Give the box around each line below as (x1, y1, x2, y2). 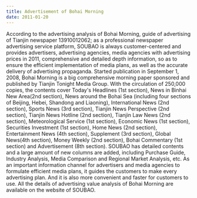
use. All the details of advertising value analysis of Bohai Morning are (6, 180, 173, 187)
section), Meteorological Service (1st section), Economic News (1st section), (6, 118, 190, 125)
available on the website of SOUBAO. (6, 186, 96, 193)
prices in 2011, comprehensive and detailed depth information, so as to (6, 55, 178, 62)
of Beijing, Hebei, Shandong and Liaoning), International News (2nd (6, 99, 169, 106)
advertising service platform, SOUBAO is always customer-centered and (6, 42, 181, 50)
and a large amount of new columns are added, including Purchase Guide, (6, 149, 186, 156)
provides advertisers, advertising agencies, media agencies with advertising (6, 49, 191, 56)
